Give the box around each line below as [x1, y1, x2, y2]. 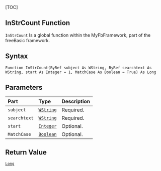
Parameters [5, 83, 43, 92]
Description [61, 98, 91, 105]
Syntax [5, 52, 28, 61]
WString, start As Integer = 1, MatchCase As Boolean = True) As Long [5, 70, 156, 75]
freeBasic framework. [5, 37, 50, 43]
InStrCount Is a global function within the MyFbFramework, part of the [5, 32, 151, 38]
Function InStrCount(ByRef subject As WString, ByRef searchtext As [5, 65, 152, 70]
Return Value [5, 148, 47, 156]
